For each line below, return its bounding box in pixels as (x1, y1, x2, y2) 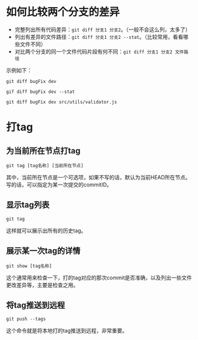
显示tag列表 (6, 200, 50, 210)
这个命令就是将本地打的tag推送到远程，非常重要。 (6, 327, 128, 334)
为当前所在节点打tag (6, 145, 81, 156)
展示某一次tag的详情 (6, 246, 81, 256)
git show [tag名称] (6, 263, 52, 269)
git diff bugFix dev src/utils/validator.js (6, 99, 117, 105)
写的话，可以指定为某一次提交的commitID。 (6, 181, 112, 188)
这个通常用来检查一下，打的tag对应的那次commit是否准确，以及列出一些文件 (6, 274, 192, 281)
